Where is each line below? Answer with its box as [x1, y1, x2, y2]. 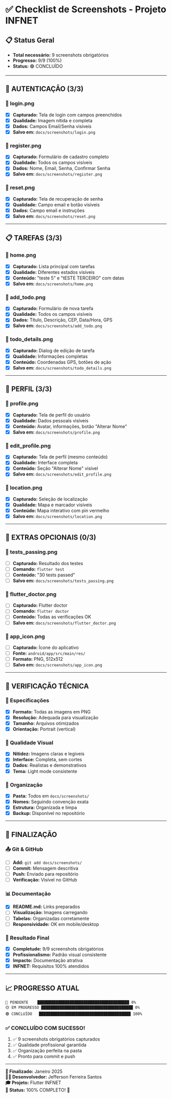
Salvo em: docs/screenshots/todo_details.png [12, 365, 112, 371]
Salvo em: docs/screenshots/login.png [12, 129, 96, 135]
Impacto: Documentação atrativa [12, 957, 83, 963]
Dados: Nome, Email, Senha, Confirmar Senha [12, 165, 111, 171]
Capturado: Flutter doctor [12, 602, 68, 609]
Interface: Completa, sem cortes [12, 757, 82, 763]
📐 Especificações [5, 697, 50, 704]
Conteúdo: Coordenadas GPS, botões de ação [12, 359, 112, 365]
